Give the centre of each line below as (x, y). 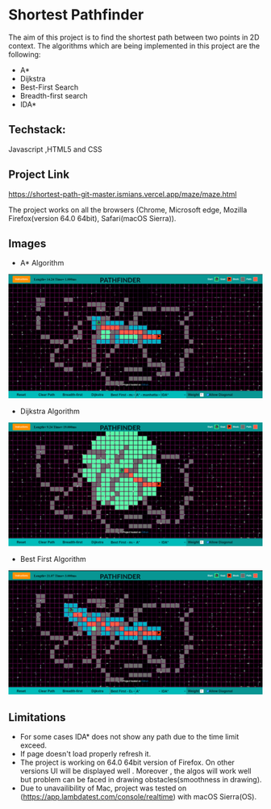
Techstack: (37, 130)
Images (27, 243)
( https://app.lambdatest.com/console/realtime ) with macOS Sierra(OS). (138, 796)
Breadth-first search (54, 95)
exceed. (33, 745)
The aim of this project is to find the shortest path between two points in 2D (134, 37)
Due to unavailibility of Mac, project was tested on (103, 788)
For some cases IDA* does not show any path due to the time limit (129, 736)
